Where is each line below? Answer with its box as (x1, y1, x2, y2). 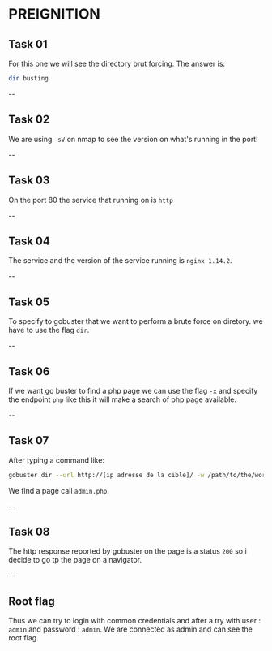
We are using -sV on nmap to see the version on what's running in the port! (8, 134, 258, 144)
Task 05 (8, 295, 50, 308)
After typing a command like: (8, 455, 105, 465)
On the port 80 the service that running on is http (8, 195, 174, 205)
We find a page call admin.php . (8, 485, 109, 495)
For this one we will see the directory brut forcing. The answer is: (8, 58, 225, 68)
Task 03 (8, 174, 50, 188)
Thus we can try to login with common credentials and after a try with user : (8, 616, 261, 626)
